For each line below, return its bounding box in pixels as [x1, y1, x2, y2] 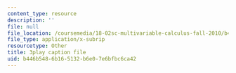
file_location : [7, 29, 52, 37]
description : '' [7, 17, 55, 24]
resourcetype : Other [7, 42, 68, 49]
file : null [7, 23, 39, 30]
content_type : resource [7, 10, 77, 17]
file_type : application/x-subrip [7, 36, 105, 43]
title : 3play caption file [7, 49, 86, 56]
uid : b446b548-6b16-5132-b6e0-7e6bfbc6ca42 [7, 56, 137, 63]
